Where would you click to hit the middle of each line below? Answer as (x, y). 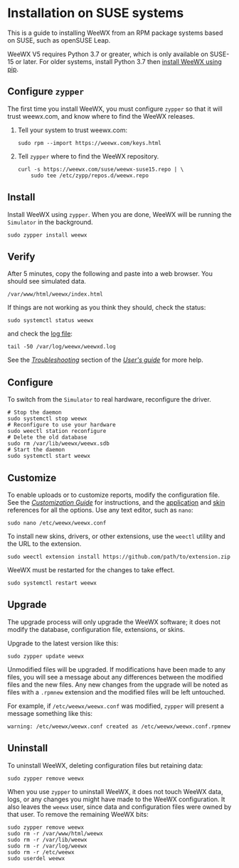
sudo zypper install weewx (47, 235)
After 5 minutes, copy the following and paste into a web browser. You (110, 274)
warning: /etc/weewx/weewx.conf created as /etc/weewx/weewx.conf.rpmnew (119, 727)
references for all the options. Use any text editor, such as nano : (100, 510)
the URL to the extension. (44, 544)
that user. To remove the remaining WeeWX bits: (78, 814)
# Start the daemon (36, 450)
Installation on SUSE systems (96, 13)
